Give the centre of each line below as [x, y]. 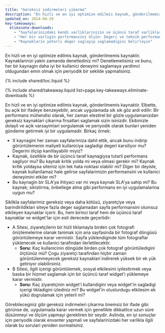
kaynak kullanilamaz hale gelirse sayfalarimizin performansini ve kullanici [86, 172]
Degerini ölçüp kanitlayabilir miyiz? [47, 151]
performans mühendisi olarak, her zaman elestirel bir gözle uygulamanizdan [82, 115]
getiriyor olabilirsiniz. [41, 263]
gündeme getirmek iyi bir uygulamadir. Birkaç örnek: [58, 131]
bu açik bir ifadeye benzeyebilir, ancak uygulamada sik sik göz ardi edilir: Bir [82, 110]
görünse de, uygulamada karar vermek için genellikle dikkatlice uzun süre [80, 309]
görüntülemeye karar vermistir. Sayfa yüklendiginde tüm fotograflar [80, 237]
